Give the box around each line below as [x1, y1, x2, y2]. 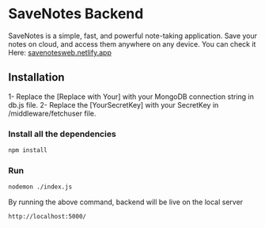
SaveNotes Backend [8, 5, 144, 23]
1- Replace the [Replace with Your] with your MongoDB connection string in [8, 92, 255, 101]
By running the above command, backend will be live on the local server [8, 197, 244, 207]
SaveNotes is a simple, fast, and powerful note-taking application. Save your [8, 31, 258, 40]
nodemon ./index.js [8, 183, 73, 191]
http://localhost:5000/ [8, 213, 87, 221]
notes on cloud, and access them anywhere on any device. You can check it [8, 39, 256, 48]
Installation [8, 70, 65, 84]
